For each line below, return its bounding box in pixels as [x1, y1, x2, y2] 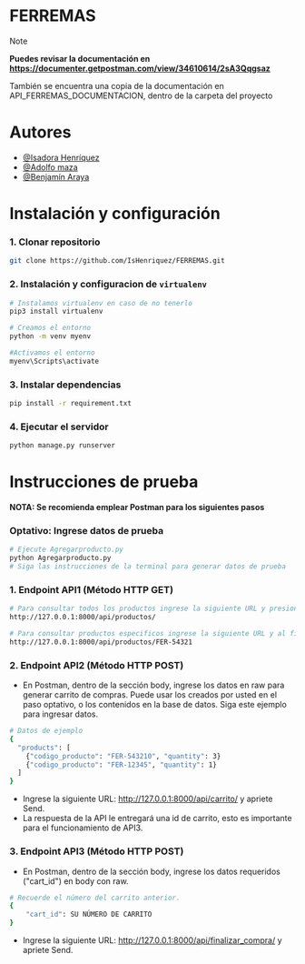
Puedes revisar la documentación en [9, 53, 151, 64]
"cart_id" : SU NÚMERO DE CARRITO [25, 910, 152, 919]
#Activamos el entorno [9, 348, 95, 357]
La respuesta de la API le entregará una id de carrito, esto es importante [22, 813, 292, 824]
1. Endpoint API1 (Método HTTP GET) [9, 583, 174, 596]
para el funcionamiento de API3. [22, 822, 143, 833]
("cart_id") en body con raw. [22, 875, 129, 887]
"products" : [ [17, 743, 71, 752]
